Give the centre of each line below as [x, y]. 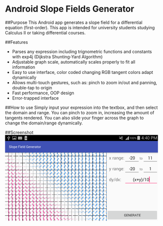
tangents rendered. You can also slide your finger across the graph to [74, 118]
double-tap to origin [32, 87]
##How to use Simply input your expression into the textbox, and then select [81, 107]
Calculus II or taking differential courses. [45, 33]
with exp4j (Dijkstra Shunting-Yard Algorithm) [57, 56]
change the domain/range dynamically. [44, 123]
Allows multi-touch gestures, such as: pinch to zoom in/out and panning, [85, 82]
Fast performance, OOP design [43, 93]
